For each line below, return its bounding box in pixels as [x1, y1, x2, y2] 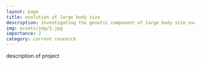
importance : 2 [6, 31, 42, 37]
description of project [6, 53, 60, 59]
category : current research [6, 36, 77, 42]
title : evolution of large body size [6, 14, 100, 20]
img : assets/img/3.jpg [6, 25, 63, 31]
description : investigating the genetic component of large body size [6, 19, 186, 25]
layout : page [6, 8, 39, 15]
